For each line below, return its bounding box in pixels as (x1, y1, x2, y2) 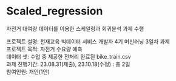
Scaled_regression (6, 4, 103, 18)
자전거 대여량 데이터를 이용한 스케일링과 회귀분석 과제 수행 (6, 25, 144, 32)
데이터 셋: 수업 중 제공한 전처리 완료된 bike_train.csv (6, 53, 132, 60)
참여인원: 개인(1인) (6, 68, 50, 75)
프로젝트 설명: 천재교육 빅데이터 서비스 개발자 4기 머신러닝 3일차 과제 (6, 37, 170, 45)
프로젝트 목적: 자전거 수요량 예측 (6, 45, 83, 53)
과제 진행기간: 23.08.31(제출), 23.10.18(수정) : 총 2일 (6, 60, 130, 68)
